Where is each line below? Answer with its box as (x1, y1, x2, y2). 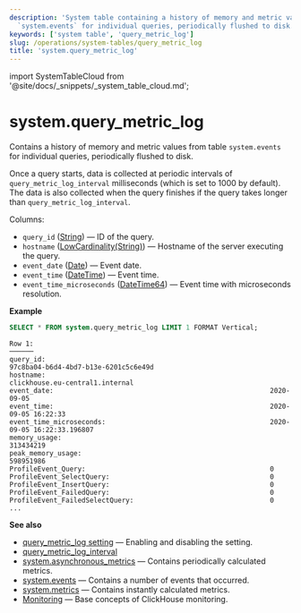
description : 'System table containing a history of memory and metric (9, 13, 282, 22)
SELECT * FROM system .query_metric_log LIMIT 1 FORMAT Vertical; (9, 323, 258, 332)
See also (9, 519, 42, 530)
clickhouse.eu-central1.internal (9, 378, 134, 387)
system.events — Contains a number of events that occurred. (21, 575, 250, 585)
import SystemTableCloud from (9, 71, 125, 81)
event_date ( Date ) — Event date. (21, 260, 142, 271)
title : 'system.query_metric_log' (9, 47, 139, 55)
